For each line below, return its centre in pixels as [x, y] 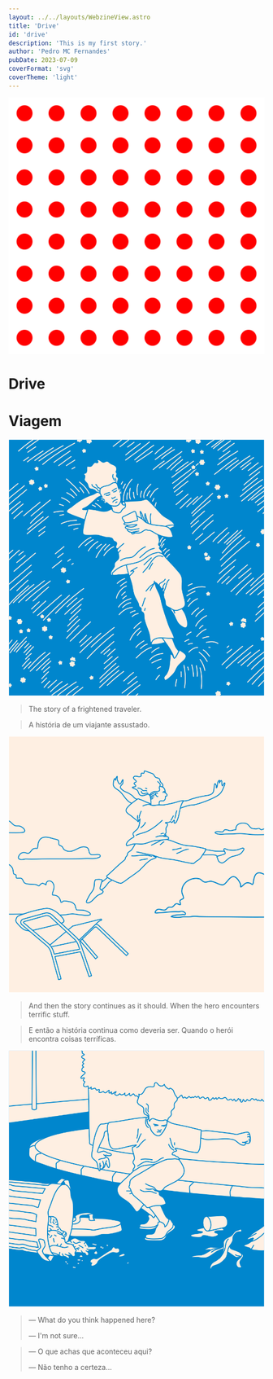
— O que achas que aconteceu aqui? [90, 1351]
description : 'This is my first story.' [78, 43]
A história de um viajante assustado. [89, 724]
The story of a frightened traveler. [85, 709]
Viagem [35, 422]
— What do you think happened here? [92, 1320]
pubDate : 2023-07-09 [43, 60]
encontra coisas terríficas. [72, 1039]
